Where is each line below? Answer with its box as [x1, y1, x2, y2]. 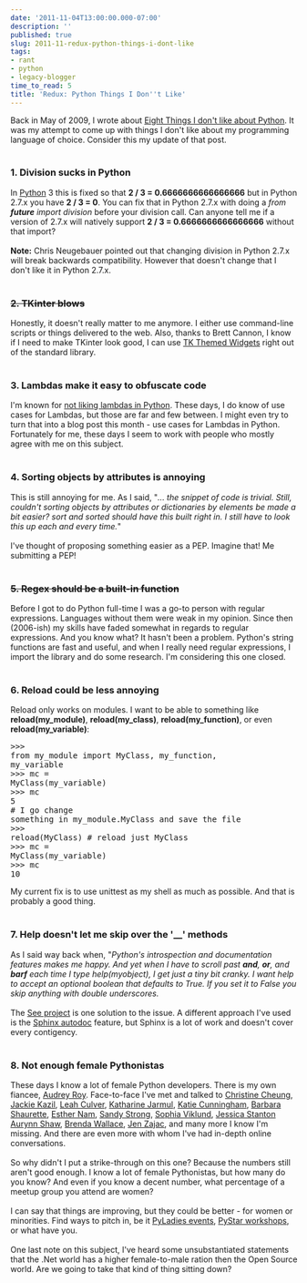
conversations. [10, 1137, 67, 1148]
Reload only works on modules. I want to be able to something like [10, 704, 259, 715]
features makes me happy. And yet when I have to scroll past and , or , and [10, 959, 290, 970]
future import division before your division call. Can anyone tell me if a [10, 206, 275, 217]
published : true [10, 30, 72, 39]
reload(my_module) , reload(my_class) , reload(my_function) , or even [10, 714, 272, 725]
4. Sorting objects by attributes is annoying [10, 471, 206, 484]
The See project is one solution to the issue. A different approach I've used [10, 1007, 292, 1018]
